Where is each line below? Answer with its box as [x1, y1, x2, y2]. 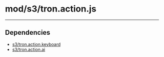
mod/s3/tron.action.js [5, 3, 97, 14]
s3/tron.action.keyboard [12, 41, 61, 47]
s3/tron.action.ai [12, 46, 45, 52]
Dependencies [5, 28, 50, 37]
